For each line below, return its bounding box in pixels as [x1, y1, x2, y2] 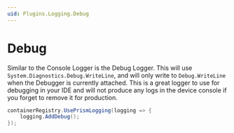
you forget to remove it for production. [7, 93, 118, 101]
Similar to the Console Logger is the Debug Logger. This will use [7, 64, 193, 72]
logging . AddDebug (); [20, 113, 80, 120]
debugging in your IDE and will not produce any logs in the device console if [7, 85, 227, 94]
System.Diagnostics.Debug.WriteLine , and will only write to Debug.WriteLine [7, 71, 226, 79]
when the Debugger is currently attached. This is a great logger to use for [7, 78, 220, 87]
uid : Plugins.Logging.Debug [7, 10, 90, 17]
